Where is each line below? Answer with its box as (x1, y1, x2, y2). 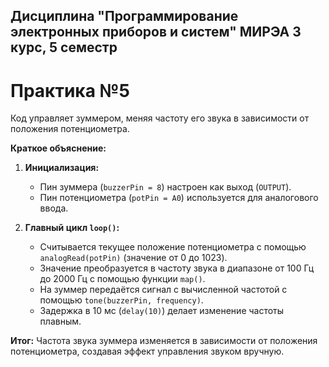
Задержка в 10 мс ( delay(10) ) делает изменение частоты (39, 305, 285, 317)
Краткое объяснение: (10, 142, 107, 154)
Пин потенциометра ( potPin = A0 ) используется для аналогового (39, 192, 319, 204)
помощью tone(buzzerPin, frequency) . (39, 294, 204, 306)
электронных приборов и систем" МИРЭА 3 (10, 24, 302, 41)
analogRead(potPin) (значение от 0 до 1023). (39, 252, 228, 264)
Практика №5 (10, 79, 130, 102)
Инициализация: (24, 162, 100, 174)
